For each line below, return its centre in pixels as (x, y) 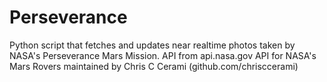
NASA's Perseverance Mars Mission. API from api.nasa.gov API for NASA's (163, 55)
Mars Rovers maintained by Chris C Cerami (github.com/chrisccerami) (154, 66)
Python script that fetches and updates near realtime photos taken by (152, 45)
